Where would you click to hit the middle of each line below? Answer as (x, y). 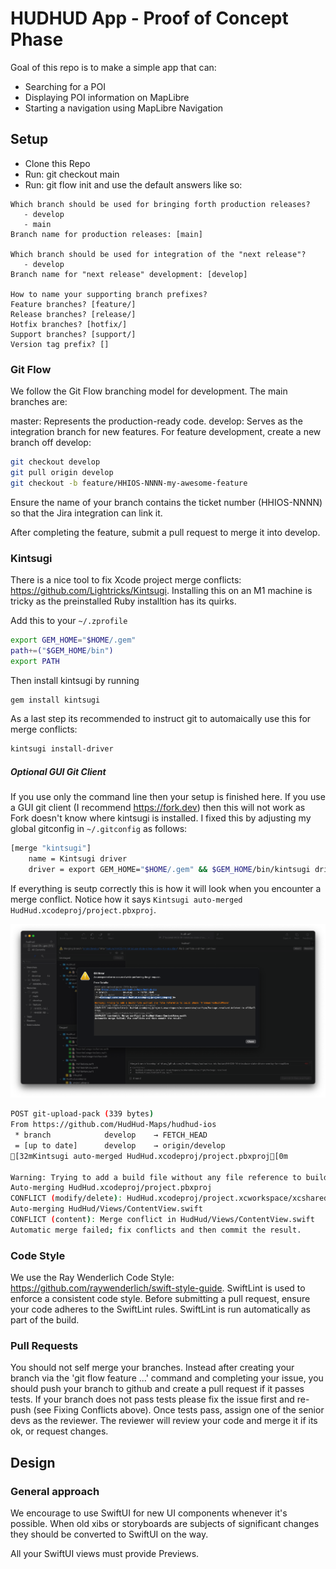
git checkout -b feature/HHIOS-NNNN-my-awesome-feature (129, 483)
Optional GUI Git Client (58, 771)
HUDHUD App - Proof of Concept (149, 18)
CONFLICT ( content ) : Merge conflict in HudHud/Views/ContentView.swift (162, 1220)
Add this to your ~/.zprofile (69, 620)
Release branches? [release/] (73, 314)
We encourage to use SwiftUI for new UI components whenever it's (149, 1513)
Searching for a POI (65, 86)
